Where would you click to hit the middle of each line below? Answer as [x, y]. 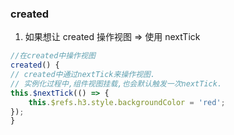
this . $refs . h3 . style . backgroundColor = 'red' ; [127, 102]
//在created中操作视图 [53, 56]
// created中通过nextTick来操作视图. [83, 75]
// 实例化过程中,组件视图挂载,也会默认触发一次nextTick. [116, 83]
